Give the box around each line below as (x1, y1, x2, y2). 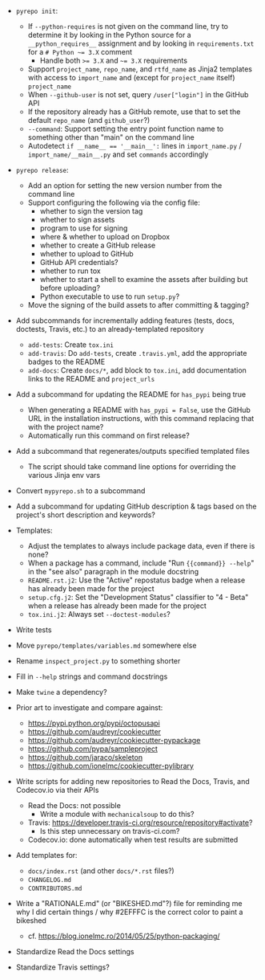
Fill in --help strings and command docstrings (15, 672, 168, 681)
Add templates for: (15, 851, 78, 860)
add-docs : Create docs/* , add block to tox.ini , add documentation (27, 365, 247, 375)
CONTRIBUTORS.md (27, 884, 82, 892)
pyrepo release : (15, 165, 70, 174)
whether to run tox (39, 266, 102, 276)
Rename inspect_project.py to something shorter (15, 656, 181, 665)
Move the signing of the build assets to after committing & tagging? (27, 300, 250, 309)
